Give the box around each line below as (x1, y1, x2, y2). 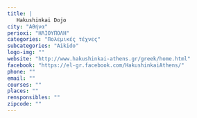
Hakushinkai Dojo (16, 17, 67, 24)
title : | (7, 10, 33, 17)
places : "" (7, 87, 39, 94)
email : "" (7, 74, 36, 82)
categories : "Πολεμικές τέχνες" (7, 36, 101, 43)
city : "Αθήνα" (7, 23, 49, 30)
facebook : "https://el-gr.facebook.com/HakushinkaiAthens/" (7, 62, 185, 69)
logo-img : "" (7, 49, 45, 56)
